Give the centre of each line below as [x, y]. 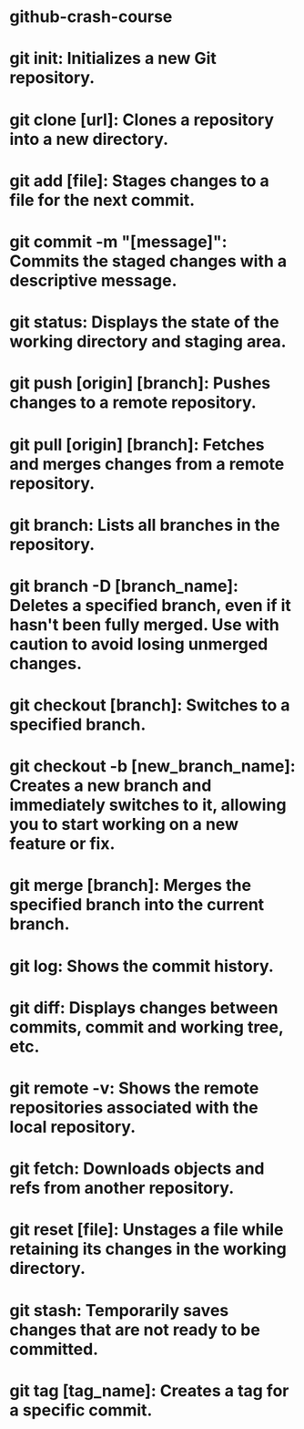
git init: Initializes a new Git [113, 59]
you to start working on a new [124, 825]
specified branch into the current [137, 905]
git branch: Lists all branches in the [145, 525]
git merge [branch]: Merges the [131, 885]
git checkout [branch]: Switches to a [150, 705]
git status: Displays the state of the [144, 322]
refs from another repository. [122, 1188]
